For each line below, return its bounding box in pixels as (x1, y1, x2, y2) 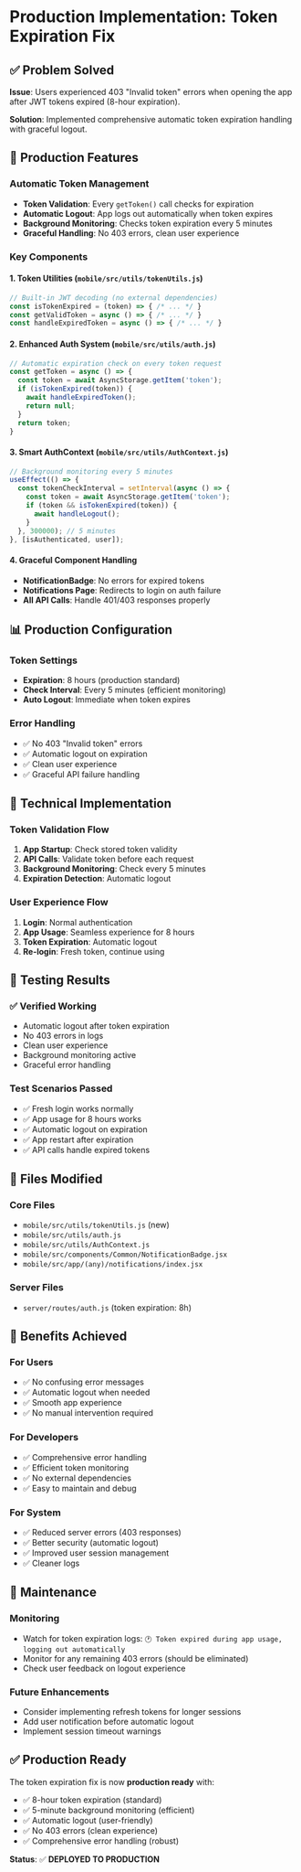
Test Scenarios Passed (9, 1082, 113, 1095)
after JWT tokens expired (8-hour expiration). (9, 96, 181, 107)
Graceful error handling (22, 1059, 111, 1071)
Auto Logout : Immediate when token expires (22, 694, 192, 705)
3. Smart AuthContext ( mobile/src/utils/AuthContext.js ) (9, 446, 229, 457)
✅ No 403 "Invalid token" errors (22, 738, 143, 749)
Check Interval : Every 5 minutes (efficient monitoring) (22, 684, 226, 696)
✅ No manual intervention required (22, 1407, 153, 1418)
